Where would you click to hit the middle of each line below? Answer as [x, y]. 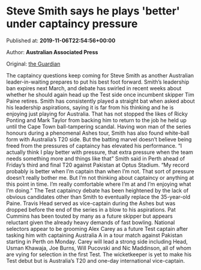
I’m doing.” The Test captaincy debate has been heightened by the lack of [97, 190]
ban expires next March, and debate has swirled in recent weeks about [94, 88]
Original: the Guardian [33, 64]
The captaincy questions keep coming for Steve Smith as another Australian [100, 75]
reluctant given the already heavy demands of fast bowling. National [91, 222]
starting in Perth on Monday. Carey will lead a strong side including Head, [97, 241]
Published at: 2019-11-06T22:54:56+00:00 [61, 40]
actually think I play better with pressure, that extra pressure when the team [100, 152]
